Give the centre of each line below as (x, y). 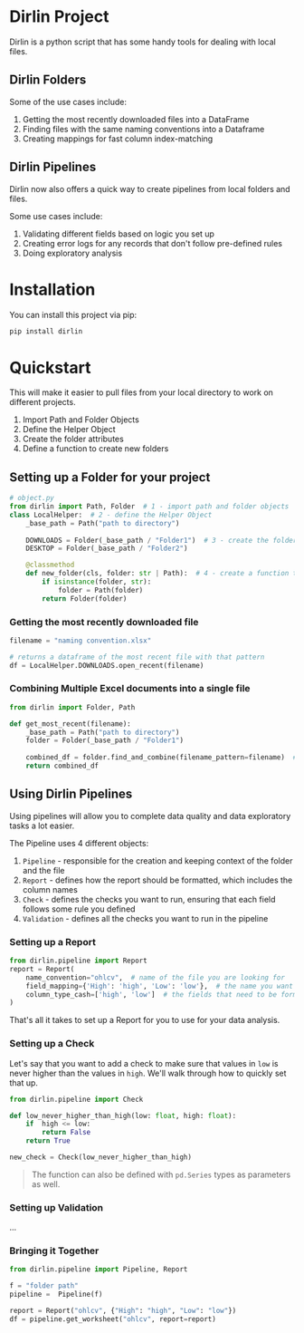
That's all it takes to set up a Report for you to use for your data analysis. (145, 1020)
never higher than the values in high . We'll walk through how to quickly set (148, 1073)
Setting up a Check (52, 1044)
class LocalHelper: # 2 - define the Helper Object (111, 515)
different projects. (43, 402)
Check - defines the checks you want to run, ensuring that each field (149, 899)
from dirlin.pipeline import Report (78, 961)
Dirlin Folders (48, 80)
